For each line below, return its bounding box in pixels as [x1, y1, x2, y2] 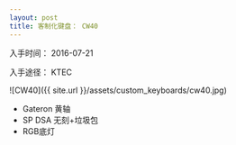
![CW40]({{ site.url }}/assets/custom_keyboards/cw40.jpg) [9, 85, 228, 95]
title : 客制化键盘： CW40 [9, 22, 99, 31]
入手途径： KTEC [9, 67, 73, 77]
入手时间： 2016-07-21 [9, 47, 94, 59]
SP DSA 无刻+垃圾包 [22, 114, 99, 125]
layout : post [9, 13, 59, 23]
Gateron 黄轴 [22, 103, 71, 113]
